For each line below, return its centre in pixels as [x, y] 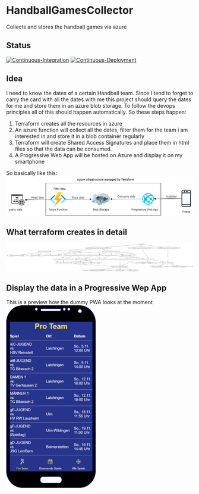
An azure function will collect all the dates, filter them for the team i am [101, 130]
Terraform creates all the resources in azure [69, 123]
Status [19, 46]
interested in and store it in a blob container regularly [79, 136]
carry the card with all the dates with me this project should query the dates [99, 99]
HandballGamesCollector [70, 10]
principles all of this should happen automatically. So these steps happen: [96, 112]
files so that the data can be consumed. [63, 149]
